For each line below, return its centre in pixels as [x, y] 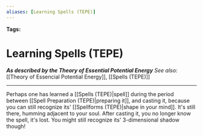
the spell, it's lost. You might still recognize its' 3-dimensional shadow [93, 120]
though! [16, 126]
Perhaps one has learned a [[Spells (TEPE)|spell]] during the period [90, 94]
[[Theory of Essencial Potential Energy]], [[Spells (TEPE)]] [78, 77]
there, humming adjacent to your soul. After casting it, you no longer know [99, 113]
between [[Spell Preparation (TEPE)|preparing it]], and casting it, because [98, 100]
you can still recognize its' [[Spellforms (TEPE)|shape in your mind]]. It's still [101, 107]
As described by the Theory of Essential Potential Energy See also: [92, 70]
